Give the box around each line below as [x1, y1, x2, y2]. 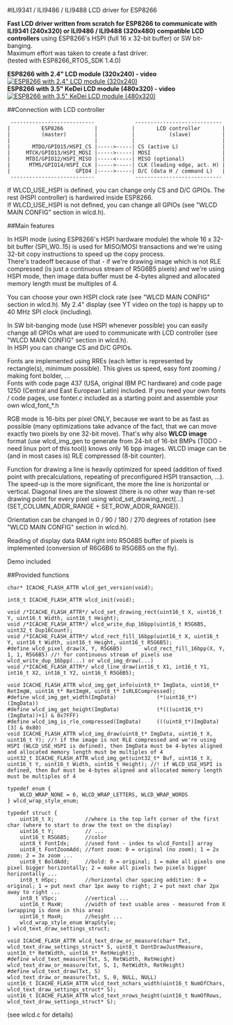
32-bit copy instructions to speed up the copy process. [7, 250, 166, 258]
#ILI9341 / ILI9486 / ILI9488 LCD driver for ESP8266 [7, 6, 158, 14]
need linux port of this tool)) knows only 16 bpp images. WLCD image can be [7, 445, 227, 452]
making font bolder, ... [7, 372, 70, 380]
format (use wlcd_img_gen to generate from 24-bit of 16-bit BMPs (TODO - [7, 437, 223, 445]
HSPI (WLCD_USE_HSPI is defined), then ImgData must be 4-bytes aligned [7, 742, 223, 749]
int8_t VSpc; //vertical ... [19, 895, 129, 902]
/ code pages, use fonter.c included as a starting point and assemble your [7, 394, 219, 402]
